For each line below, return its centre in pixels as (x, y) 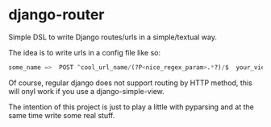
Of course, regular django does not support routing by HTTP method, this (130, 83)
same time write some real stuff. (62, 115)
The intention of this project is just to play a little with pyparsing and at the (131, 107)
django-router (56, 15)
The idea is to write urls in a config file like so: (85, 52)
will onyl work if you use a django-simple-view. (87, 91)
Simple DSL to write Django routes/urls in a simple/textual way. (113, 37)
